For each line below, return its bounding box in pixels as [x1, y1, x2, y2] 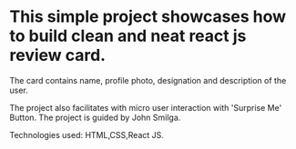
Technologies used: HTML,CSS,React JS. [9, 129, 164, 140]
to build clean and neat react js [9, 25, 247, 46]
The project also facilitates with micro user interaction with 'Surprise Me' [9, 102, 282, 113]
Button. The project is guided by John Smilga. [9, 112, 181, 123]
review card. [9, 45, 107, 65]
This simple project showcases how [9, 6, 287, 27]
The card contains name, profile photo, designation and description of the [9, 74, 287, 85]
